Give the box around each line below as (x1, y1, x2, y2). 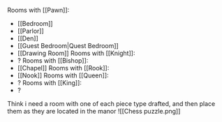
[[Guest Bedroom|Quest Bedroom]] (17, 42, 119, 49)
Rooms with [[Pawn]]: (7, 6, 70, 14)
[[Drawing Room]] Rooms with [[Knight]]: (17, 49, 135, 57)
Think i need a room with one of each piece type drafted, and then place (7, 100, 216, 107)
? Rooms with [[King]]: (17, 79, 82, 86)
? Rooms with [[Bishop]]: (17, 56, 89, 65)
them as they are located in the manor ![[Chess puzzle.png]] (7, 107, 181, 115)
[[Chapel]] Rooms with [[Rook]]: (17, 64, 110, 72)
